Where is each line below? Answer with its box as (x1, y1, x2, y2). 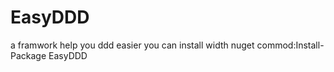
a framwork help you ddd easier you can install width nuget (10, 39, 255, 51)
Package (10, 49, 47, 61)
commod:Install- (256, 39, 325, 51)
